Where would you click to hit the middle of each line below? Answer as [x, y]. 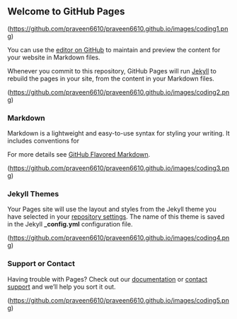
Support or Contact [41, 264]
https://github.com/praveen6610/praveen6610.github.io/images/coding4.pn [120, 238]
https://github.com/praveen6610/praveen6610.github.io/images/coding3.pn [120, 168]
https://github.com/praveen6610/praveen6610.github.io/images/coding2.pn [120, 92]
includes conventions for [44, 141]
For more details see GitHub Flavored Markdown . [79, 155]
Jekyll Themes [33, 194]
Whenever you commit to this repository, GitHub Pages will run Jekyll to [112, 71]
